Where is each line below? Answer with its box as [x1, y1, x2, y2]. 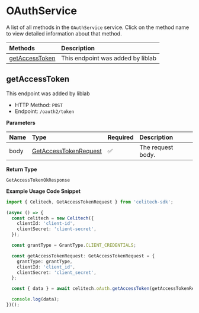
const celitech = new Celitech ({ [11, 215, 94, 221]
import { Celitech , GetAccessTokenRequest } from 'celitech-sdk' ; [6, 199, 174, 205]
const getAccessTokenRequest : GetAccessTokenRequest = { [11, 253, 155, 259]
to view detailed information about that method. [6, 30, 123, 37]
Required [107, 133, 134, 141]
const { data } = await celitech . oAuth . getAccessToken [11, 286, 150, 292]
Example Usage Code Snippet [6, 188, 81, 195]
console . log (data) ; [11, 296, 60, 302]
